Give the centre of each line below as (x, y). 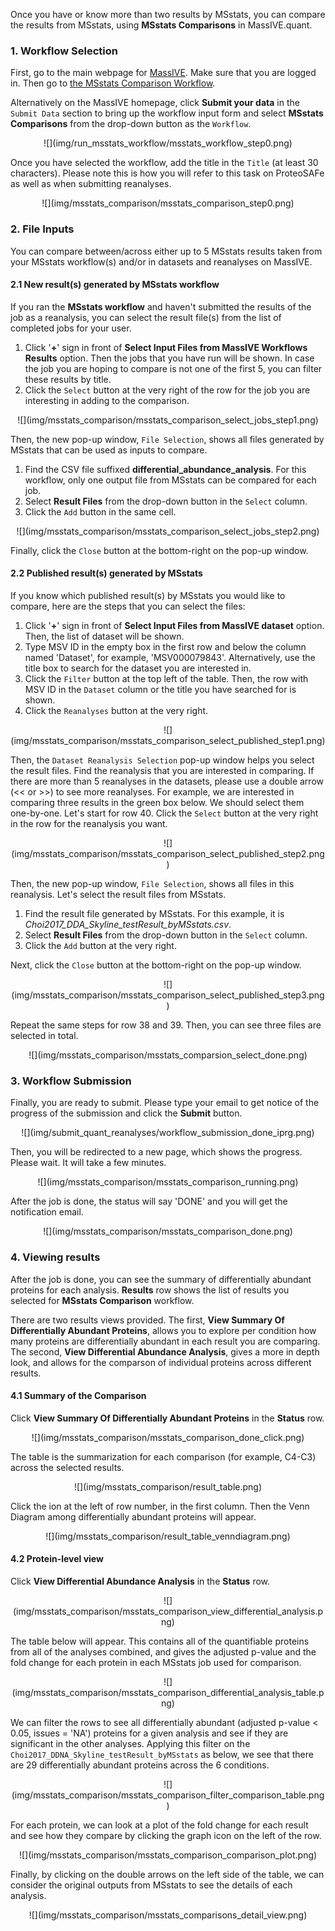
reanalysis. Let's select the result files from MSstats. (118, 894)
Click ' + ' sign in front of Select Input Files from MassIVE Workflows (166, 347)
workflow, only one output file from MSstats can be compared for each (170, 480)
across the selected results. (67, 1467)
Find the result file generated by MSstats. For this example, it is (154, 913)
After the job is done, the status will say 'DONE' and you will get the (149, 1201)
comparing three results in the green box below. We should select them (157, 802)
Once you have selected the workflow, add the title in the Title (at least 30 (164, 163)
